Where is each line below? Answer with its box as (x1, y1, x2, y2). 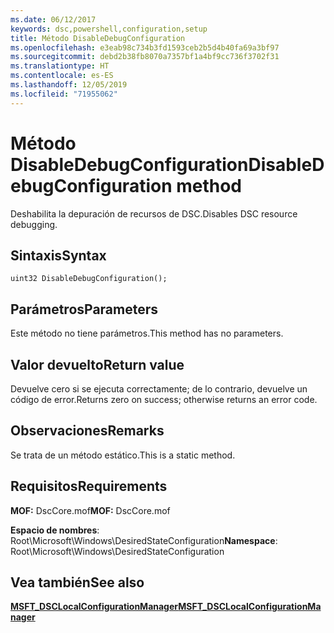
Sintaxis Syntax (10, 247, 107, 264)
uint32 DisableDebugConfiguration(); (10, 274, 168, 284)
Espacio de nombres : (10, 524, 100, 536)
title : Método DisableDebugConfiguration (10, 33, 186, 43)
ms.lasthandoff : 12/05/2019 (10, 80, 128, 90)
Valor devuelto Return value (10, 356, 185, 373)
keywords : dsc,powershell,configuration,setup (10, 24, 208, 34)
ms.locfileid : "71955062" (10, 89, 118, 99)
